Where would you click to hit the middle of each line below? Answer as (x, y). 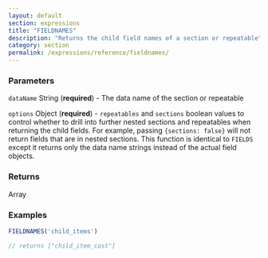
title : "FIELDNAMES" (43, 30)
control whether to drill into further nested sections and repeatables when (130, 122)
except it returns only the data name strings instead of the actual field (122, 148)
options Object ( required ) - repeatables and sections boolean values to (126, 113)
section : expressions (44, 23)
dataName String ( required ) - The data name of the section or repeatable (126, 98)
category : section (39, 46)
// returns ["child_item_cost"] (62, 246)
